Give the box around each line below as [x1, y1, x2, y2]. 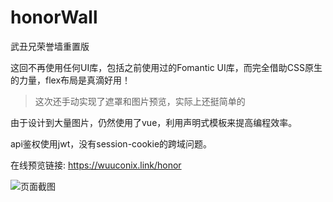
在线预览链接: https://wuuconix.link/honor [10, 159, 182, 171]
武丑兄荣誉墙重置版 [10, 40, 90, 52]
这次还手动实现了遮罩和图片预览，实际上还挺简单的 [34, 95, 246, 107]
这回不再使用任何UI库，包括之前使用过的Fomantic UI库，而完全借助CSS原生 [10, 61, 323, 73]
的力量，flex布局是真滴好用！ [10, 74, 132, 86]
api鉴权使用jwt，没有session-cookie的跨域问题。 [10, 137, 213, 150]
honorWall [10, 6, 98, 29]
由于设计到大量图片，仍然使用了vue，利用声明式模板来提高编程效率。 [10, 116, 298, 128]
